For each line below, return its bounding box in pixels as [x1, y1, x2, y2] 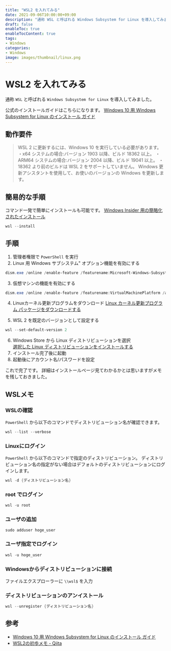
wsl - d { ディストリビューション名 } [5, 478, 71, 483]
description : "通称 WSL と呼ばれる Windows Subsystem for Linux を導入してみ [5, 17, 164, 22]
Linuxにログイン [5, 442, 46, 449]
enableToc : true [5, 27, 40, 32]
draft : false [5, 21, 33, 27]
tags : [5, 36, 17, 41]
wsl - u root [5, 503, 31, 508]
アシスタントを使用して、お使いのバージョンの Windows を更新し [22, 170, 160, 176]
